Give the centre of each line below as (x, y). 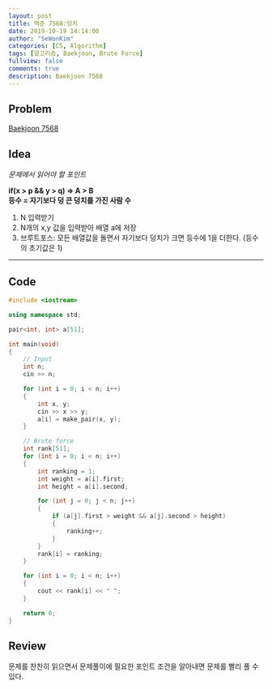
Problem (30, 109)
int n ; (34, 367)
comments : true (34, 69)
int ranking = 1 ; (66, 471)
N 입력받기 (37, 218)
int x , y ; (54, 404)
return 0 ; (40, 613)
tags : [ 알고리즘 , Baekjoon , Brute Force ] (76, 53)
